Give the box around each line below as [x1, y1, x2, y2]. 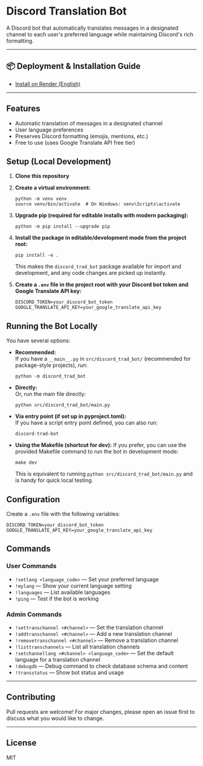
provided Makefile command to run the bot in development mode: [14, 448, 179, 455]
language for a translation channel [14, 656, 101, 663]
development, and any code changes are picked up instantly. [14, 269, 167, 277]
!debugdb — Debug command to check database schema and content [14, 662, 188, 670]
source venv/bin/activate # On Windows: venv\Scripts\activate [14, 201, 181, 207]
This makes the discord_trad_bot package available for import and [14, 263, 181, 270]
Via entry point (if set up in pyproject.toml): [14, 413, 127, 420]
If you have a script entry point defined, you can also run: [14, 419, 158, 426]
